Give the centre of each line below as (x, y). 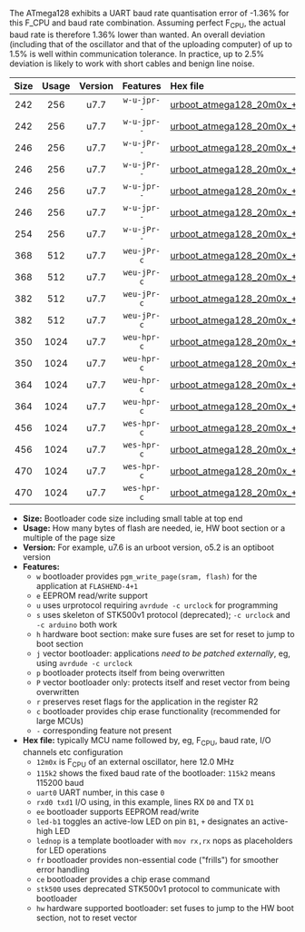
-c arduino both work (77, 624)
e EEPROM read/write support (92, 595)
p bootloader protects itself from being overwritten (130, 672)
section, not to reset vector (87, 918)
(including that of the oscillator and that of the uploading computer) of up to (151, 44)
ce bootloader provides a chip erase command (123, 879)
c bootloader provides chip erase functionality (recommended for (158, 711)
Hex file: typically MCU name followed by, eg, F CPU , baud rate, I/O (147, 741)
